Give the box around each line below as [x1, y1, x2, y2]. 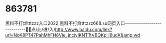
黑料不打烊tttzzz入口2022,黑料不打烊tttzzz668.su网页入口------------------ [5, 20, 161, 26]
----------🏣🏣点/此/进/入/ [5, 26, 55, 32]
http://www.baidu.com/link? [55, 26, 112, 32]
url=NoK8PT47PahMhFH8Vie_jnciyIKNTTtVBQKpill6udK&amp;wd [5, 32, 140, 38]
